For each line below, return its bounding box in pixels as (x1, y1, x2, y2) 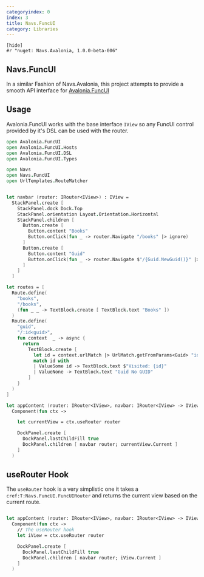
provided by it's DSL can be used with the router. (6, 127, 129, 134)
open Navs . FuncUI (6, 172, 50, 179)
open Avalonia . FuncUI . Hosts (6, 144, 78, 151)
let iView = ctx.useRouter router (17, 533, 104, 539)
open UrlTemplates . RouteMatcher (6, 178, 88, 184)
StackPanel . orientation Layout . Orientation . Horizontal (17, 211, 159, 217)
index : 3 (6, 15, 29, 21)
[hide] (6, 43, 23, 49)
